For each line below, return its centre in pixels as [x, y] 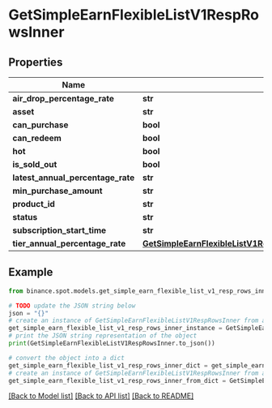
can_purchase [40, 125]
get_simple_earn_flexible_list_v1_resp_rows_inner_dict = [108, 365]
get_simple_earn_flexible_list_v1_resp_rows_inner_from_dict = [117, 380]
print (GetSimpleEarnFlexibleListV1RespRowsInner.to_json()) [112, 344]
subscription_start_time [59, 230]
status [25, 217]
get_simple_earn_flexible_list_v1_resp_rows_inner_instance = [115, 329]
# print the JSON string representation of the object [103, 336]
